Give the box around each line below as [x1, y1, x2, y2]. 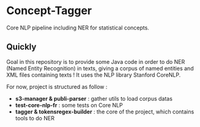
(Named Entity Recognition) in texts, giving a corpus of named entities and [6, 64, 194, 72]
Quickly [6, 42, 37, 52]
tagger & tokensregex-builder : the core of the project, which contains [15, 108, 194, 115]
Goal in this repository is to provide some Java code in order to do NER [6, 58, 185, 65]
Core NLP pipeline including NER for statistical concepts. [6, 24, 150, 31]
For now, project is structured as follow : [6, 83, 108, 90]
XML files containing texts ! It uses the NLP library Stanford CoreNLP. [6, 71, 181, 79]
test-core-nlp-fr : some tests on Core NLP [15, 101, 124, 109]
